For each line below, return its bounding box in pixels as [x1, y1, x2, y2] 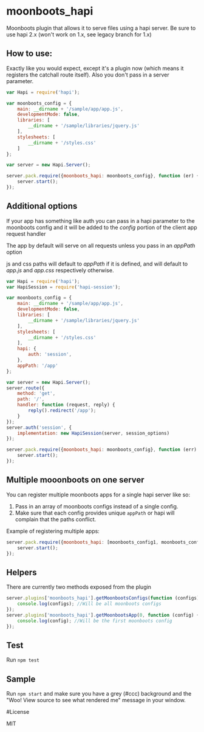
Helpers [6, 567, 37, 578]
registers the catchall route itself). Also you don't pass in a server [6, 71, 169, 78]
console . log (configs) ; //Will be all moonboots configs [17, 601, 162, 607]
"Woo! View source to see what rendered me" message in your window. [6, 697, 186, 704]
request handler [6, 230, 46, 238]
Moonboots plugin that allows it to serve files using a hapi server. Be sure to [6, 24, 196, 32]
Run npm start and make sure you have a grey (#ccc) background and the [6, 690, 192, 697]
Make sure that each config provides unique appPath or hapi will [15, 509, 175, 516]
